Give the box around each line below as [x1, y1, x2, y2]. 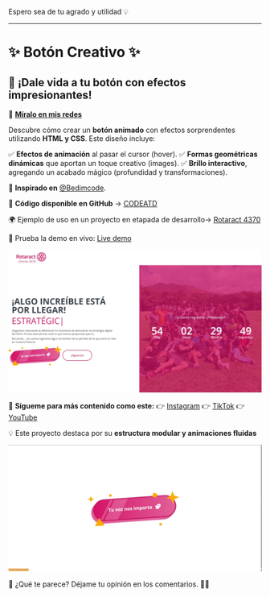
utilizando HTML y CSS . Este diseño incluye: [8, 134, 155, 143]
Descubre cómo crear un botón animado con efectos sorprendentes [8, 125, 235, 135]
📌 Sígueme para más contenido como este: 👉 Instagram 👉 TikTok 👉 [8, 400, 245, 410]
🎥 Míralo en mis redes [8, 110, 83, 119]
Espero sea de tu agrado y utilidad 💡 [8, 7, 129, 16]
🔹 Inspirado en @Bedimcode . [8, 183, 106, 193]
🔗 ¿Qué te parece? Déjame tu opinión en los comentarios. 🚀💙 [8, 579, 211, 589]
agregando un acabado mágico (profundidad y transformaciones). [8, 168, 227, 176]
